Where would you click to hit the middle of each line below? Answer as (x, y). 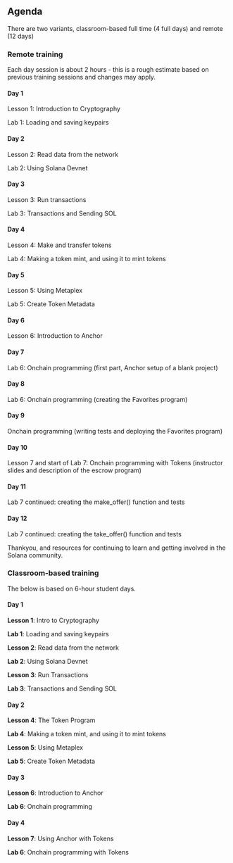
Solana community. (35, 555)
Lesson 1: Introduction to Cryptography (64, 109)
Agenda (25, 12)
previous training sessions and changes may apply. (82, 77)
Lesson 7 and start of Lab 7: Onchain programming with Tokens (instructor (115, 463)
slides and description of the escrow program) (75, 470)
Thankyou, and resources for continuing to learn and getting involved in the (117, 548)
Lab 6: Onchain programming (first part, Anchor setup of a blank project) (113, 367)
